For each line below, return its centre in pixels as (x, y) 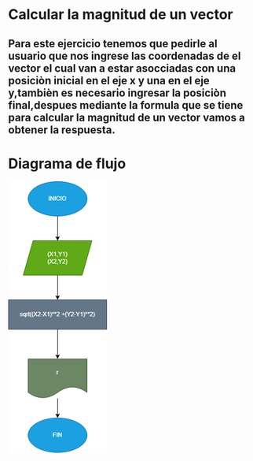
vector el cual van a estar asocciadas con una (122, 68)
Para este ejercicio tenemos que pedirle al (113, 44)
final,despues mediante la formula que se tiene (126, 105)
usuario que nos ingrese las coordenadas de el (125, 56)
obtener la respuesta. (62, 130)
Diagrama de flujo (67, 164)
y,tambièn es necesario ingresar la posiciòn (117, 93)
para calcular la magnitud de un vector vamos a (126, 117)
